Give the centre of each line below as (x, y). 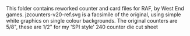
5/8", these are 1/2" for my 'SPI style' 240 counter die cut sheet (82, 27)
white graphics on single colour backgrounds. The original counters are (92, 21)
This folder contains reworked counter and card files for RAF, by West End (95, 8)
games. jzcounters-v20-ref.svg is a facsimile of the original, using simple (94, 15)
